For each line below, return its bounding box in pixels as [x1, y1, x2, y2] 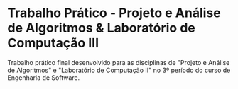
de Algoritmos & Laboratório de [7, 20, 195, 36]
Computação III [7, 35, 99, 51]
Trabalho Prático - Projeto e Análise [7, 5, 222, 21]
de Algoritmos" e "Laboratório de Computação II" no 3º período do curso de [7, 66, 231, 74]
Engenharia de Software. [7, 73, 80, 82]
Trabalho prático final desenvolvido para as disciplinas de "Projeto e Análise [7, 58, 230, 66]
